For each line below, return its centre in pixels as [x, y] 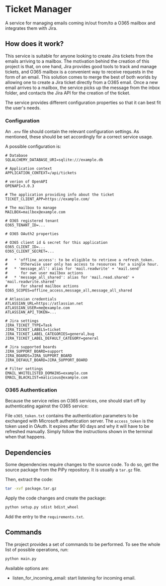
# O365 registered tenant [32, 221]
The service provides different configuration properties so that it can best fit [83, 102]
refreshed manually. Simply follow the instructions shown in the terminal [79, 432]
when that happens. [26, 437]
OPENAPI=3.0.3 [20, 186]
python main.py [21, 559]
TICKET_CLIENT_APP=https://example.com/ [48, 199]
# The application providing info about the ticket [60, 195]
